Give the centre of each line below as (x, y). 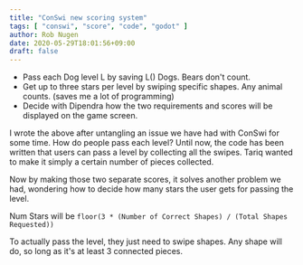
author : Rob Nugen (44, 34)
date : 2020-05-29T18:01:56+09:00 (72, 43)
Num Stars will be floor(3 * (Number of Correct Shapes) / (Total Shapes (148, 216)
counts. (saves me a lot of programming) (98, 97)
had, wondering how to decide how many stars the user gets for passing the (151, 189)
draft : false (34, 52)
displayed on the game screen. (80, 116)
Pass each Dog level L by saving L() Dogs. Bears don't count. (137, 77)
